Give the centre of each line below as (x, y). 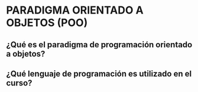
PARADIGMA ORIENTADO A (75, 10)
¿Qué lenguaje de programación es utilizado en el (99, 73)
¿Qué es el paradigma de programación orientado (99, 45)
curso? (19, 83)
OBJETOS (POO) (47, 23)
